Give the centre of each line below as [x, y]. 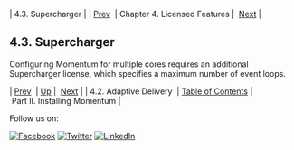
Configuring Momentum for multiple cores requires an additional [129, 64]
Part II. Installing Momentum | [66, 100]
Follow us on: [34, 118]
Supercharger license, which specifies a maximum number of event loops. [148, 73]
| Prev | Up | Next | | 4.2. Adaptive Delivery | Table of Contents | [131, 91]
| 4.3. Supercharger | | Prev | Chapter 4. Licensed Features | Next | [136, 14]
